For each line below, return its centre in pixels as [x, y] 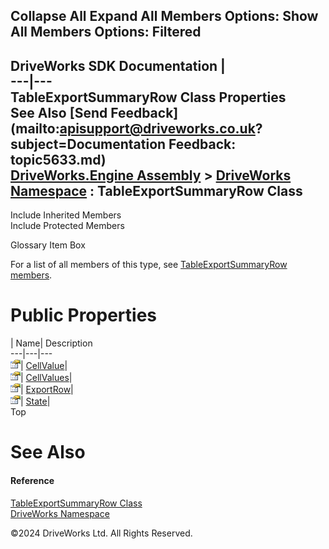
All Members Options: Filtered [106, 32]
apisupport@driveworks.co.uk [157, 128]
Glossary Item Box [48, 245]
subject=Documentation [88, 144]
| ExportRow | [47, 390]
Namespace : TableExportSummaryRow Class [156, 190]
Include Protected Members [67, 226]
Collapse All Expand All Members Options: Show [164, 16]
